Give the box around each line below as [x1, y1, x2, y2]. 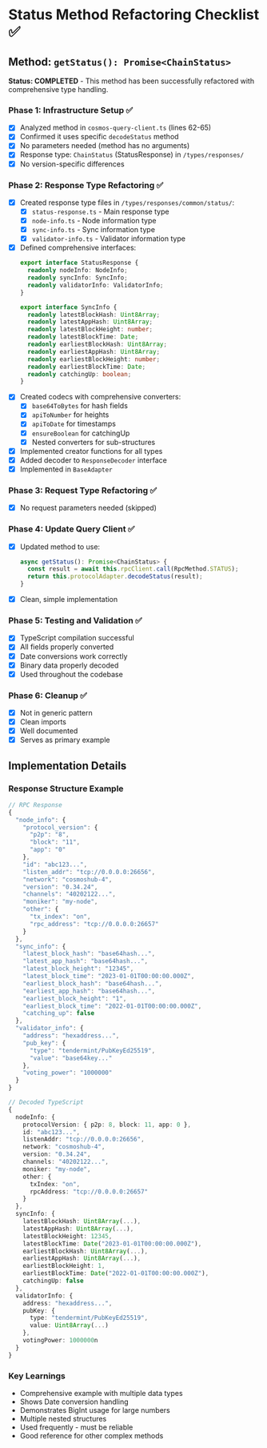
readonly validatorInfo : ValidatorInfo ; [27, 281, 164, 289]
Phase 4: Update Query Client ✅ [8, 523, 135, 535]
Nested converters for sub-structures [31, 437, 156, 447]
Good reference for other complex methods [19, 1431, 164, 1441]
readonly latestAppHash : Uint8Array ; [27, 318, 153, 326]
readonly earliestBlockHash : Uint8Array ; [27, 340, 168, 349]
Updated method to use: [19, 542, 101, 552]
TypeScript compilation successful [19, 633, 134, 643]
